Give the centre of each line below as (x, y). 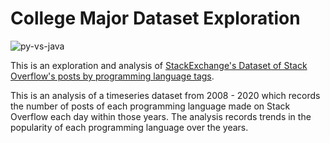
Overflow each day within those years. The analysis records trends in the (161, 116)
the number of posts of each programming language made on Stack (150, 106)
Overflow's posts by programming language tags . (112, 76)
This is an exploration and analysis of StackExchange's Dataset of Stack (159, 65)
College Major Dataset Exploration (155, 18)
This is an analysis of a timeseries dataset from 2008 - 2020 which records (165, 95)
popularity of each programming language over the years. (129, 127)
